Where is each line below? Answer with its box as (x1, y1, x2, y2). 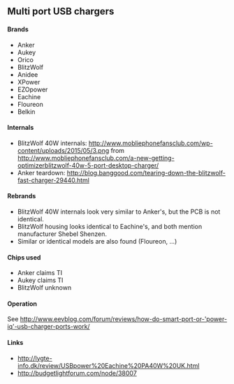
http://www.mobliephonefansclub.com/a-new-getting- (17, 154, 175, 162)
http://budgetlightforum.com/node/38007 (17, 369, 138, 377)
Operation (7, 300, 37, 308)
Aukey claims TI (17, 276, 64, 285)
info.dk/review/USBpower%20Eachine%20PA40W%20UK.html (17, 361, 200, 369)
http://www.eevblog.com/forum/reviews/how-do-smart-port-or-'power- (20, 315, 228, 323)
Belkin (17, 108, 36, 116)
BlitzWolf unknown (17, 283, 72, 292)
